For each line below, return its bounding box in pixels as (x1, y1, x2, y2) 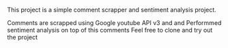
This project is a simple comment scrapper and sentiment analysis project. (7, 6, 216, 14)
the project (7, 33, 38, 41)
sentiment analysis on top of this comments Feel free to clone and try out (7, 26, 213, 34)
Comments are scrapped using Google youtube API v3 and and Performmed (7, 19, 222, 26)
